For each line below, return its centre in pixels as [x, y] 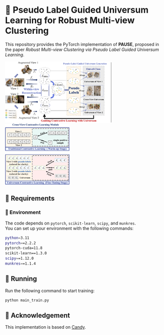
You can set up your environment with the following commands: [69, 228]
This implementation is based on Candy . [46, 327]
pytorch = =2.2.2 [21, 243]
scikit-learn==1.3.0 [26, 253]
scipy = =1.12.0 [20, 259]
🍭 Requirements [30, 198]
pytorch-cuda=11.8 [24, 248]
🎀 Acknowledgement [37, 315]
